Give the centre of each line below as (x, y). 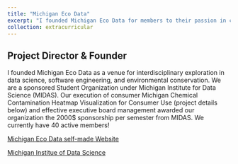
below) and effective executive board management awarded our (101, 110)
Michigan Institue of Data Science (57, 153)
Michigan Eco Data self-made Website (63, 139)
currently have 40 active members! (58, 125)
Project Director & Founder (67, 55)
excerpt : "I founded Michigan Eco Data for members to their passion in (117, 20)
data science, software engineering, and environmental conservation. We (114, 80)
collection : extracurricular (50, 27)
